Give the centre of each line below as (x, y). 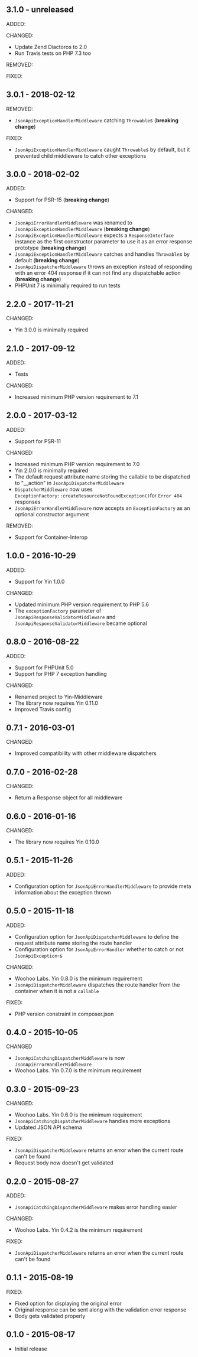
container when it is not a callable (57, 991)
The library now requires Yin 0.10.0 (57, 842)
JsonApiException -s (39, 955)
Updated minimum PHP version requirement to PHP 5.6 (82, 604)
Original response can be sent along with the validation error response (100, 1309)
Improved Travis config (43, 709)
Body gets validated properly (50, 1316)
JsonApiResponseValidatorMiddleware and (65, 617)
